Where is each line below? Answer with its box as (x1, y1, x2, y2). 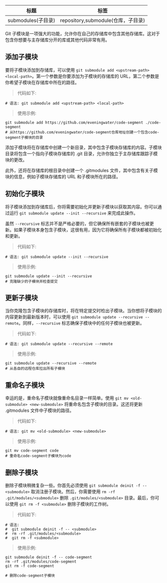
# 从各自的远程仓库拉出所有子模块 (5, 366, 66, 371)
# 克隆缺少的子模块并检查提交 (5, 279, 58, 284)
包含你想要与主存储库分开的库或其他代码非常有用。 (5, 37, 110, 43)
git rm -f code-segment (5, 564, 55, 569)
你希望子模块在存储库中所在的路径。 (5, 79, 80, 85)
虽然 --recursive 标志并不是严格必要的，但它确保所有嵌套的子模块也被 (5, 220, 150, 226)
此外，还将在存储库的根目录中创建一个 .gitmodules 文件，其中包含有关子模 (5, 167, 158, 173)
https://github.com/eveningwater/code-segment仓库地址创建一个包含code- (13, 129, 160, 135)
